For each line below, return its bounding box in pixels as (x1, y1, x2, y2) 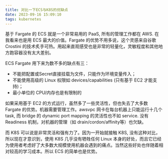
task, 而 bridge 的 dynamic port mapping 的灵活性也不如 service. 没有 (5, 113, 149, 119)
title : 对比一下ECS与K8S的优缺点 (5, 7, 69, 12)
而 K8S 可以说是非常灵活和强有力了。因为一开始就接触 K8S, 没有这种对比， (5, 129, 160, 135)
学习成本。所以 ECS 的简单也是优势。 (22, 148, 100, 154)
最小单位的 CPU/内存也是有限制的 (12, 89, 82, 95)
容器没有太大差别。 (14, 49, 54, 55)
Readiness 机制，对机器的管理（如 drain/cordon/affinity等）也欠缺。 (5, 119, 146, 125)
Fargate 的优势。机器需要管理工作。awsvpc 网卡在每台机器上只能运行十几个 (5, 106, 162, 112)
